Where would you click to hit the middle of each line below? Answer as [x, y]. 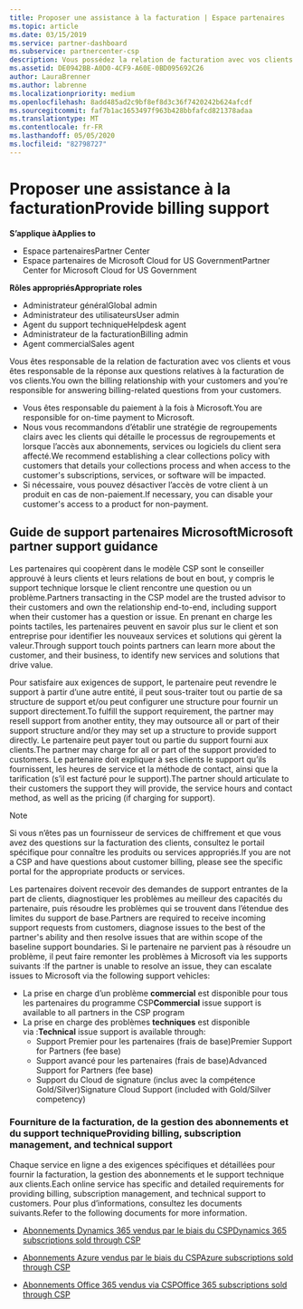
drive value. [31, 664]
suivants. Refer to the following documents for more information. [128, 1213]
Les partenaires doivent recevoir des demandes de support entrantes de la [149, 889]
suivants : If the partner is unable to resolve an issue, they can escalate [141, 966]
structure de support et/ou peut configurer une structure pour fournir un [144, 701]
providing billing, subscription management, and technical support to [138, 1193]
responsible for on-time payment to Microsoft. [109, 417]
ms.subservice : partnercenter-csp [75, 52]
